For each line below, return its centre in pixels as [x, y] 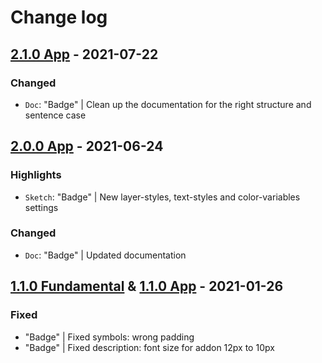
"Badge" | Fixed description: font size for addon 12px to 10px [149, 347]
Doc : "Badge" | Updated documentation [105, 255]
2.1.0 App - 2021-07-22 [84, 54]
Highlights [36, 175]
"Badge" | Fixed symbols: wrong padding [109, 337]
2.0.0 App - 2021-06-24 [87, 146]
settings [41, 207]
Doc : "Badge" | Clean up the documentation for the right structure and [168, 104]
